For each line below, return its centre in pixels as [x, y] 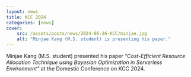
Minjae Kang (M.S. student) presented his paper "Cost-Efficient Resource [96, 56]
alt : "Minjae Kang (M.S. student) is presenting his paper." [94, 39]
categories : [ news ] [30, 23]
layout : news [22, 12]
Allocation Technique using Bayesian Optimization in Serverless [84, 62]
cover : [14, 28]
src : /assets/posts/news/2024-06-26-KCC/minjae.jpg [82, 34]
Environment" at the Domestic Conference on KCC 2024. [76, 68]
